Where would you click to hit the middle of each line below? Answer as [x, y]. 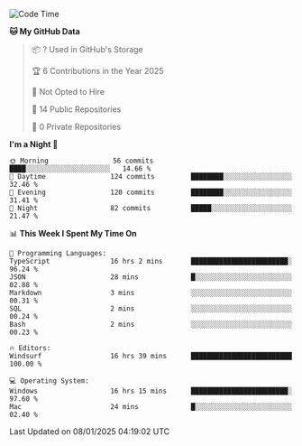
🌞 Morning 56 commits [82, 161]
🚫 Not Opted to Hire [68, 92]
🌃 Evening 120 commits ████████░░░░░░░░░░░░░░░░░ [151, 192]
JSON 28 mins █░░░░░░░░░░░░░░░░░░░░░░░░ [151, 277]
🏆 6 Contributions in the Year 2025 [97, 71]
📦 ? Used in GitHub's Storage [87, 49]
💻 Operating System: [50, 381]
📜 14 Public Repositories [76, 109]
